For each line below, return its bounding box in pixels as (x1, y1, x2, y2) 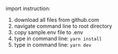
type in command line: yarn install (14, 35, 102, 42)
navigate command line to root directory (14, 23, 113, 29)
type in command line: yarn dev (14, 41, 91, 48)
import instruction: (5, 5, 51, 12)
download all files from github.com (14, 16, 99, 23)
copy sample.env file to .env (14, 29, 84, 36)
